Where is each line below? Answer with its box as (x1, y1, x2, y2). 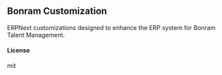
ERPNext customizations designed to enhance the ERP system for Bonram (7, 23, 216, 31)
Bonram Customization (7, 5, 107, 17)
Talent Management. (7, 31, 65, 39)
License (7, 46, 31, 55)
